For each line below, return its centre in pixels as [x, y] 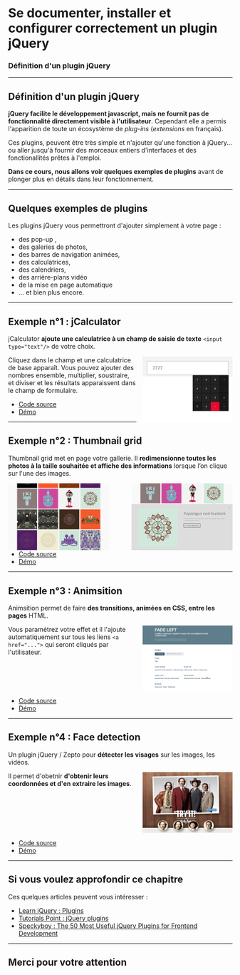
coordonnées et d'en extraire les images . [70, 783]
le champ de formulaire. [43, 390]
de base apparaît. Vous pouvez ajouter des [71, 367]
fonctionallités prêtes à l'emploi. [55, 158]
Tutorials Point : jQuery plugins [63, 918]
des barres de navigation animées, [69, 255]
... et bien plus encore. [51, 292]
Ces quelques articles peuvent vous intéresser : [78, 897]
